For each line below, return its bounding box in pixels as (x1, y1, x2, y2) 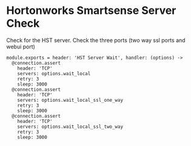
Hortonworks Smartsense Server (6, 4, 176, 18)
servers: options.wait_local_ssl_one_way (17, 97, 123, 103)
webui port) (6, 43, 35, 50)
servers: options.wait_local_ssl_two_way (17, 124, 123, 130)
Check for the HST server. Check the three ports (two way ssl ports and (6, 36, 186, 44)
